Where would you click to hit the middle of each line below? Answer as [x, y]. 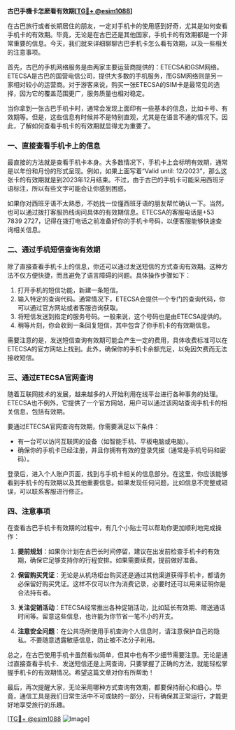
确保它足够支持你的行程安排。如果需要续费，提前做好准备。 [115, 560]
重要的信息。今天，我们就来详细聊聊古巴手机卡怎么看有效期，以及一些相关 [120, 43]
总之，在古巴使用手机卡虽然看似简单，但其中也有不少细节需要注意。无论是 [114, 655]
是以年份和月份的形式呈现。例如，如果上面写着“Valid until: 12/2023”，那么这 [117, 171]
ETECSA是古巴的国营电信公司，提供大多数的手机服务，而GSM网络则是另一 [115, 76]
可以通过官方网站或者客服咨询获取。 [70, 307]
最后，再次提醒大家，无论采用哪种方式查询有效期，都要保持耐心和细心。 [111, 687]
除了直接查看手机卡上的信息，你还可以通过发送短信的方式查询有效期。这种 [114, 266]
